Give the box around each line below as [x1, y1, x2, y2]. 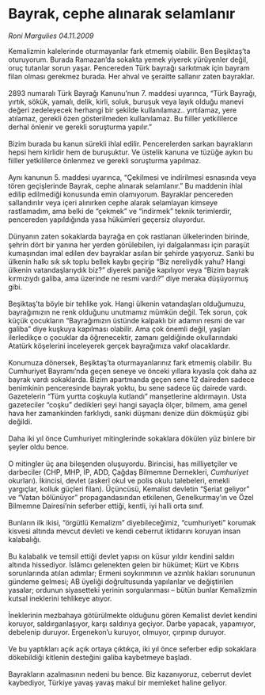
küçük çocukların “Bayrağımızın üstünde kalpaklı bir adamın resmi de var [8, 315, 245, 325]
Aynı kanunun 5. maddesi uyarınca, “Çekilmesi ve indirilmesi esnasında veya [8, 172, 257, 182]
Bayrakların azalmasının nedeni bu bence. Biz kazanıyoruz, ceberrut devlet [8, 669, 252, 678]
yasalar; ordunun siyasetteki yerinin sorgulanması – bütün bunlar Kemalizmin [8, 585, 258, 594]
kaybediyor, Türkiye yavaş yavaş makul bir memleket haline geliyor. [8, 678, 228, 687]
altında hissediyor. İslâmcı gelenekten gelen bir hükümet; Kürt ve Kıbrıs [8, 559, 240, 569]
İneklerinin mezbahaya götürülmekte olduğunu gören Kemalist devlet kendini [8, 610, 258, 620]
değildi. [8, 417, 33, 426]
